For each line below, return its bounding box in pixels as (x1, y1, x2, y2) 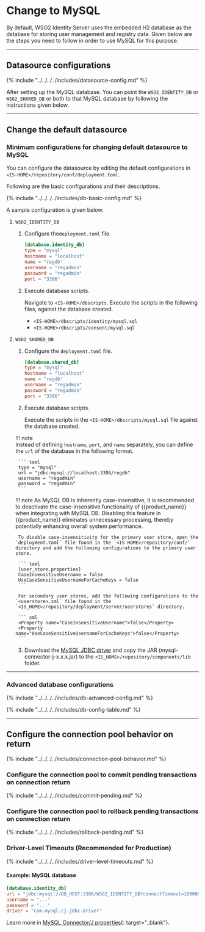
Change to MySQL (6, 4, 101, 18)
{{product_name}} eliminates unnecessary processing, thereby (15, 516, 174, 523)
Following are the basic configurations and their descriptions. (6, 182, 160, 190)
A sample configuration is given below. (6, 206, 104, 214)
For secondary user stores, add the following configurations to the (18, 593, 199, 599)
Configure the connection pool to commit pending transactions (6, 770, 197, 779)
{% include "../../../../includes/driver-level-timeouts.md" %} (6, 858, 154, 865)
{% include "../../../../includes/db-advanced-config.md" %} (6, 694, 154, 701)
